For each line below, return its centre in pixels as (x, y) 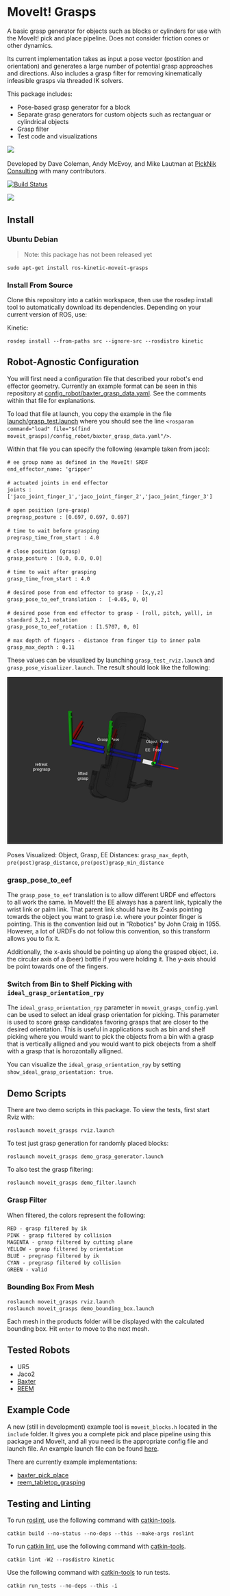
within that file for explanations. (51, 400)
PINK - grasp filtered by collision (59, 1235)
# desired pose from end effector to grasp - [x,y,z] (86, 592)
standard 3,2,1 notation (42, 620)
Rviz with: (21, 1117)
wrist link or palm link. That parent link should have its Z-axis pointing (105, 909)
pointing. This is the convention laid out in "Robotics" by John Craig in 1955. (114, 924)
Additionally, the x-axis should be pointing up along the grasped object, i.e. (113, 952)
